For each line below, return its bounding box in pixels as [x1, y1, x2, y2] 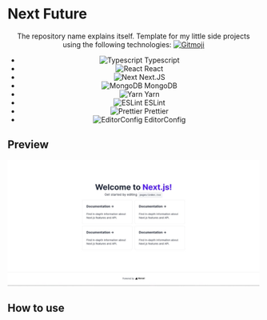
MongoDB [144, 81, 177, 90]
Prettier [144, 106, 169, 116]
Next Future [7, 5, 87, 23]
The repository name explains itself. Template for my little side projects [17, 31, 250, 41]
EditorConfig [144, 114, 186, 124]
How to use [7, 302, 65, 315]
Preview [7, 138, 50, 152]
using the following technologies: [62, 39, 172, 49]
